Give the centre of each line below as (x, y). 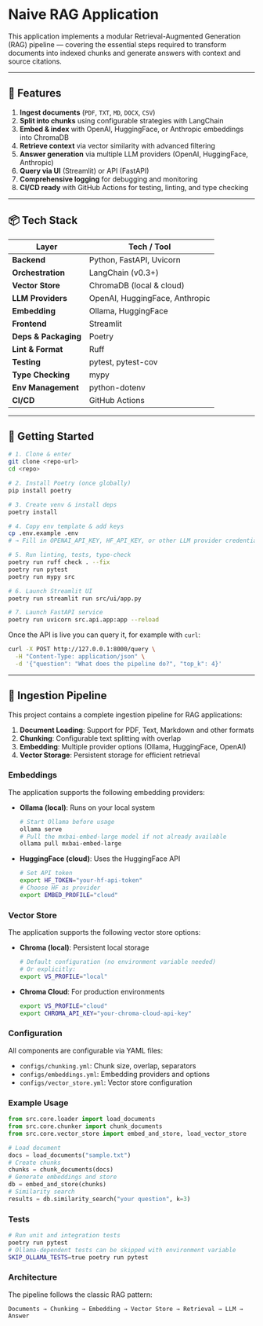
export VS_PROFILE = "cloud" (63, 1006)
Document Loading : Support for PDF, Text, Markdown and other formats (137, 730)
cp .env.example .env (43, 533)
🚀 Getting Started (51, 436)
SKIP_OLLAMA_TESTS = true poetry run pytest (78, 1257)
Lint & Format (38, 349)
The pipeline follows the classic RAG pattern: (80, 1295)
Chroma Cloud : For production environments (92, 991)
